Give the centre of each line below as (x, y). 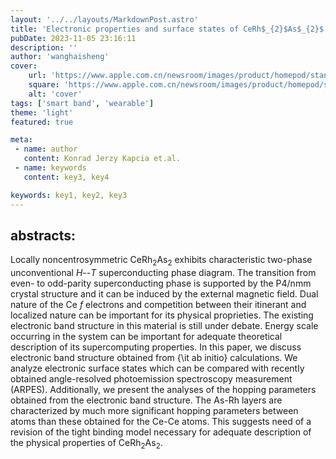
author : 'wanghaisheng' (60, 57)
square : (44, 85)
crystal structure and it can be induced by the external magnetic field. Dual (164, 294)
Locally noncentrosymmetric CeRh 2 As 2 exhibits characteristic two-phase (161, 261)
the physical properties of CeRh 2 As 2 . (86, 444)
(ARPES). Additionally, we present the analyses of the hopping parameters (163, 390)
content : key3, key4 (66, 177)
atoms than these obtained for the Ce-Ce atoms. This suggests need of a (161, 422)
